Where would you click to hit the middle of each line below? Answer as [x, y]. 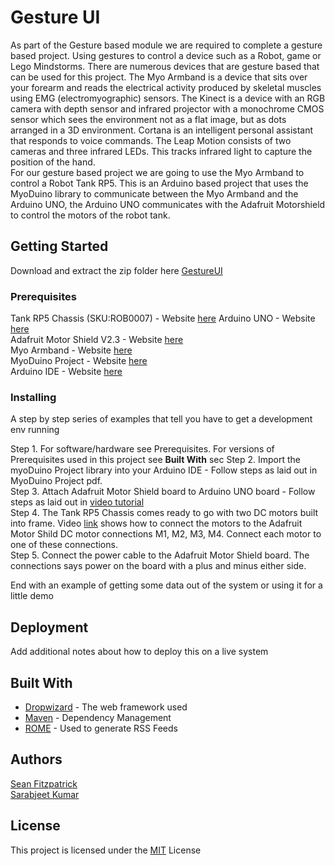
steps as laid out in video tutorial [77, 502]
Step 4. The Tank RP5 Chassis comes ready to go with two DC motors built [164, 513]
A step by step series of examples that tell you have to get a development [161, 419]
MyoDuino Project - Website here [79, 361]
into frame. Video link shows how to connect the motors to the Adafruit [156, 523]
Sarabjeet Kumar [45, 794]
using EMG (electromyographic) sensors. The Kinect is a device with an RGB [168, 98]
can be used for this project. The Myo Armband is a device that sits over [159, 77]
